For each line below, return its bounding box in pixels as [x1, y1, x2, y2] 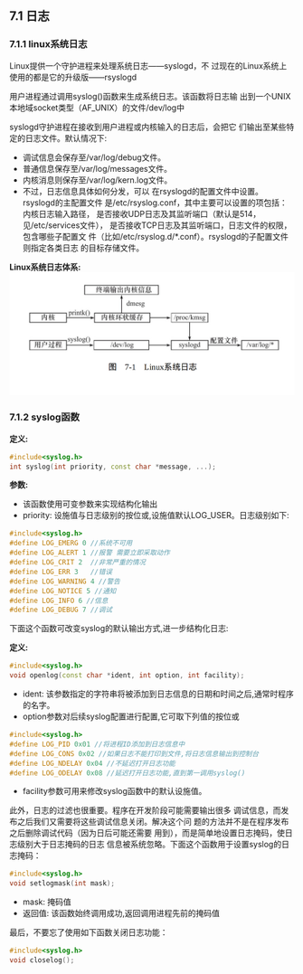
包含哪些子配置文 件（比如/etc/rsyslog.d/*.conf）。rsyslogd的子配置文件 [22, 231, 289, 241]
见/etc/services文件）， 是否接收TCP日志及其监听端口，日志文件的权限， [22, 220, 292, 231]
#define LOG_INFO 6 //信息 [9, 596, 109, 605]
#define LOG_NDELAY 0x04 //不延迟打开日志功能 [9, 759, 176, 768]
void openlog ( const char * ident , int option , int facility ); [9, 671, 245, 680]
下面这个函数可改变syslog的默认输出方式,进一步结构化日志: [9, 623, 229, 634]
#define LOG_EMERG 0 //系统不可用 [9, 539, 133, 548]
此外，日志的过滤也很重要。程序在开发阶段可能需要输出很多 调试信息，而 [9, 805, 281, 816]
